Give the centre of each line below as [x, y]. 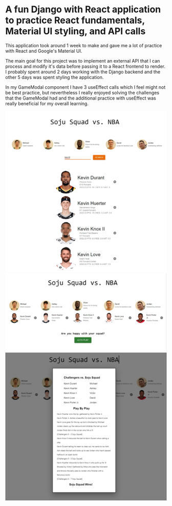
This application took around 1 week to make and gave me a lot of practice [84, 45]
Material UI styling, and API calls [76, 31]
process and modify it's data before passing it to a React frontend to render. [85, 66]
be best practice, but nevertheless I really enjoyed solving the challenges [82, 92]
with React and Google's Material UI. [44, 51]
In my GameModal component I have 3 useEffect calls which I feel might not [85, 87]
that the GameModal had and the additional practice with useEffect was [81, 98]
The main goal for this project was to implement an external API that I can [83, 61]
